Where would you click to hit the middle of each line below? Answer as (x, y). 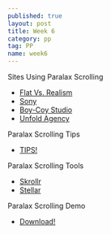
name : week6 (28, 54)
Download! (37, 221)
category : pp (30, 39)
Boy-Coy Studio (46, 110)
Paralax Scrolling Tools (46, 166)
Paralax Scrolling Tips (44, 134)
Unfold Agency (44, 118)
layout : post (30, 24)
